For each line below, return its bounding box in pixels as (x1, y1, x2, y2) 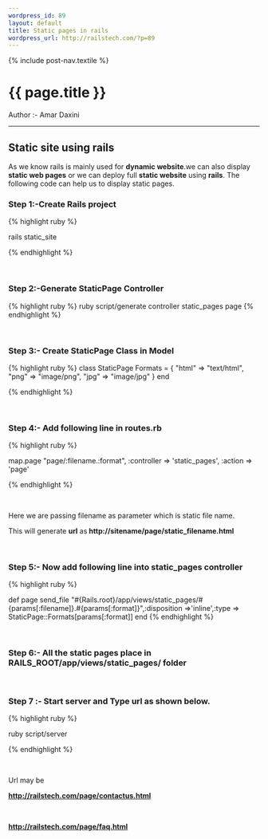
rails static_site (8, 232, 57, 242)
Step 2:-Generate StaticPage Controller (8, 283, 164, 294)
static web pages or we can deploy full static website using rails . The (8, 171, 240, 179)
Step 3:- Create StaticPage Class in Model (8, 345, 174, 356)
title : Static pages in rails (8, 26, 109, 34)
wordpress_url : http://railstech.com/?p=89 (8, 33, 156, 42)
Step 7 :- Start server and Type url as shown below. (8, 695, 211, 707)
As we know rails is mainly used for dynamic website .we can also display (8, 162, 251, 171)
